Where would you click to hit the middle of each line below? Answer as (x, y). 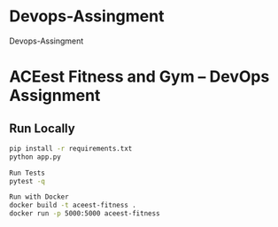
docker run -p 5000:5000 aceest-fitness (85, 214)
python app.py (35, 157)
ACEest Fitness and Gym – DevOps (139, 77)
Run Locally (42, 128)
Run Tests (27, 173)
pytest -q (27, 181)
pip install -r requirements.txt (71, 148)
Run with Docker (39, 197)
